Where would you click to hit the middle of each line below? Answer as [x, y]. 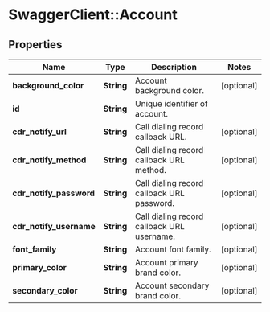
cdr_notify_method [49, 160]
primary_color [39, 267]
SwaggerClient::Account [93, 15]
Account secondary [172, 285]
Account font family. [173, 249]
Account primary [167, 263]
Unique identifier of [172, 104]
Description [174, 67]
